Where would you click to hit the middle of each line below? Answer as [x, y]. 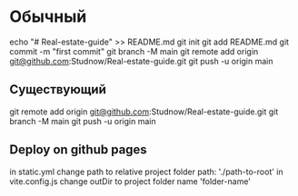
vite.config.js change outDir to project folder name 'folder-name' [130, 181]
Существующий [58, 89]
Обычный [48, 17]
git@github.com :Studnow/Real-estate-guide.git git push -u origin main [142, 61]
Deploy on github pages [78, 150]
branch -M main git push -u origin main [83, 121]
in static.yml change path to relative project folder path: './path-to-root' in [146, 171]
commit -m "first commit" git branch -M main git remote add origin [134, 51]
